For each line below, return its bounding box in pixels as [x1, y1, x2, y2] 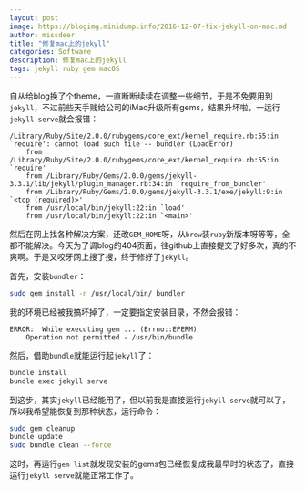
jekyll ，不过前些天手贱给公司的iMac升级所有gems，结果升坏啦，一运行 [9, 101, 280, 112]
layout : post [9, 13, 59, 23]
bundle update [9, 433, 64, 442]
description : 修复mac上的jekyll [9, 56, 127, 65]
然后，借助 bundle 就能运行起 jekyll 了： [9, 349, 155, 360]
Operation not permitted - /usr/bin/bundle [25, 332, 194, 342]
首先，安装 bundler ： [9, 270, 86, 281]
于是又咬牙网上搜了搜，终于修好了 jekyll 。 [33, 251, 194, 262]
